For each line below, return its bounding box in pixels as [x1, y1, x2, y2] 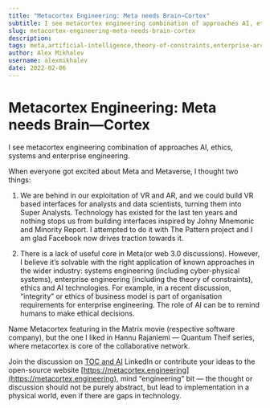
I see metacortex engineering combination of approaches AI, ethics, [8, 142, 233, 152]
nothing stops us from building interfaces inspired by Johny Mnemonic [19, 216, 255, 226]
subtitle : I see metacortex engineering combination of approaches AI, [8, 19, 253, 27]
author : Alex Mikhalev [8, 49, 84, 57]
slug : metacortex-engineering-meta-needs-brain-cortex [8, 27, 196, 35]
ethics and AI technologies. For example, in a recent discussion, [19, 283, 231, 292]
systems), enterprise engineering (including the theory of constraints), [19, 274, 253, 284]
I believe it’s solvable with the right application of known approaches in [19, 257, 255, 267]
